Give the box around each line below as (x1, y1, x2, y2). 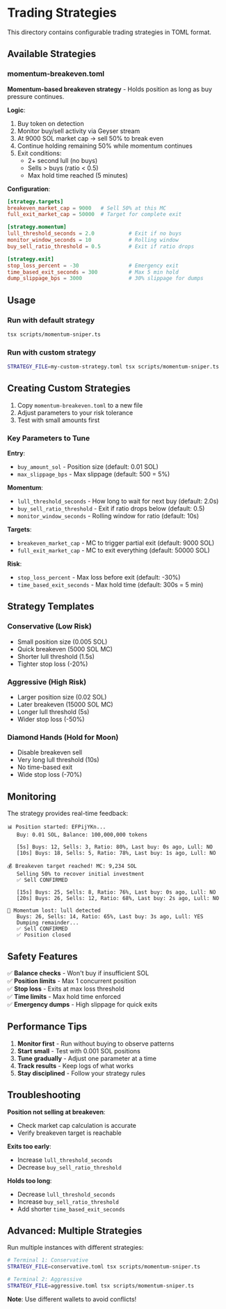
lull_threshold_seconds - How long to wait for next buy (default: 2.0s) (17, 497, 219, 506)
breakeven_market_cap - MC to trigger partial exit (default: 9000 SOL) (17, 539, 215, 548)
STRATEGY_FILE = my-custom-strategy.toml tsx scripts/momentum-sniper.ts (7, 364, 219, 371)
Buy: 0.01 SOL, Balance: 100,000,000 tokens (16, 831, 148, 839)
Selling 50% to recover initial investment (16, 871, 145, 878)
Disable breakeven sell (17, 748, 82, 757)
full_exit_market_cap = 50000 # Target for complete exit (7, 211, 182, 218)
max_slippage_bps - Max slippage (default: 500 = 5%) (17, 470, 170, 479)
